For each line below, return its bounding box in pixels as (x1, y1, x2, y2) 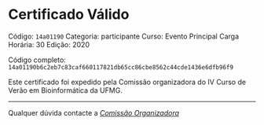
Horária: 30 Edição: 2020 (8, 39, 90, 49)
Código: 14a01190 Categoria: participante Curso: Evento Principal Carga (8, 31, 240, 41)
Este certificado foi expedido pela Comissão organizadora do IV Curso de (8, 77, 246, 86)
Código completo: (8, 55, 67, 64)
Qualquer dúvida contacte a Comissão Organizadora (8, 108, 179, 117)
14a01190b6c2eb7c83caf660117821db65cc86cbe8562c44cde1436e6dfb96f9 (8, 63, 234, 72)
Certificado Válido (8, 6, 130, 24)
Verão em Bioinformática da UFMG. (8, 85, 123, 95)
